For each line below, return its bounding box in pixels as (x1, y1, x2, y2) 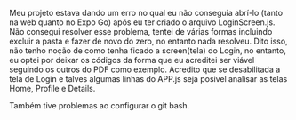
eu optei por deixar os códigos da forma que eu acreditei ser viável (9, 55, 255, 65)
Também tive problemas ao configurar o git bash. (9, 100, 190, 110)
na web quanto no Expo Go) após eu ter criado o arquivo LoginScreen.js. (9, 17, 276, 28)
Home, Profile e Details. (9, 84, 96, 93)
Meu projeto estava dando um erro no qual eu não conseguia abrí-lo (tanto (9, 8, 283, 18)
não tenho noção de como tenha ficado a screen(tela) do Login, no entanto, (9, 45, 286, 56)
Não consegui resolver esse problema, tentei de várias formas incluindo (9, 27, 273, 36)
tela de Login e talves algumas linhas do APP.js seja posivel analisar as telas (9, 74, 288, 84)
